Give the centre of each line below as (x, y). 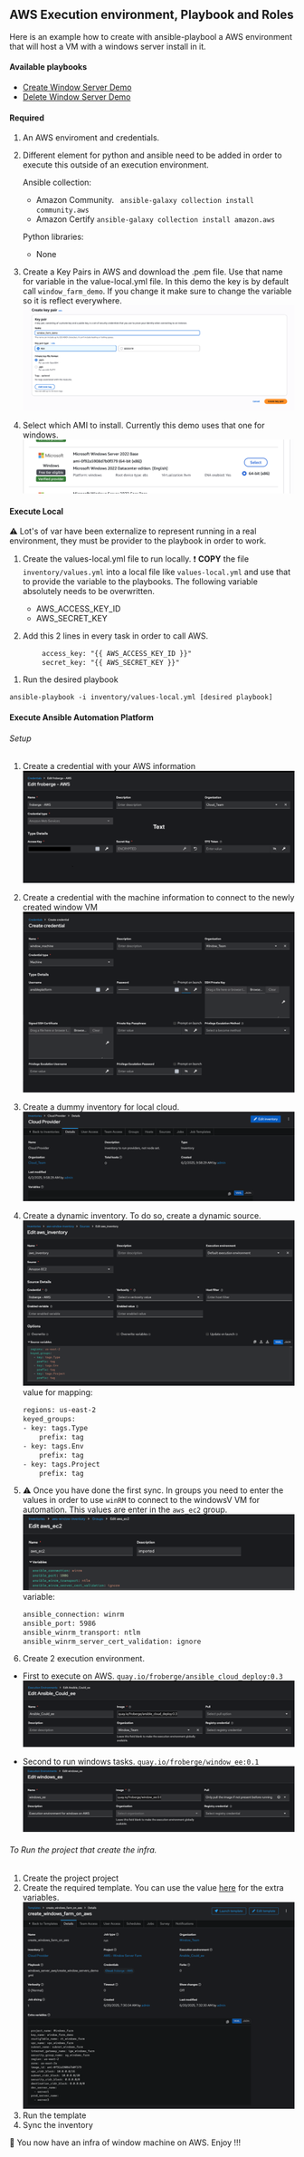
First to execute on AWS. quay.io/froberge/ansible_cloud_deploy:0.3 (152, 1676)
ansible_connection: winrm (73, 1614)
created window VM (60, 907)
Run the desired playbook (71, 679)
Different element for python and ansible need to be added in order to (152, 155)
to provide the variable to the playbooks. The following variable (140, 582)
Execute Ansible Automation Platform (81, 717)
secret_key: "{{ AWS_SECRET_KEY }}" (111, 663)
